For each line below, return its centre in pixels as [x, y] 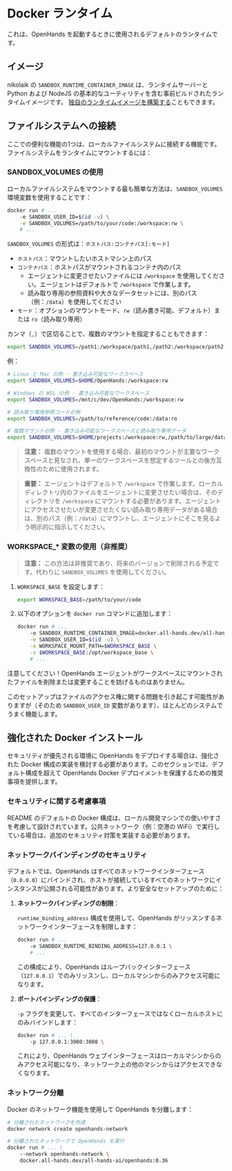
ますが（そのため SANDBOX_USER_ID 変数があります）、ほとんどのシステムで [118, 705]
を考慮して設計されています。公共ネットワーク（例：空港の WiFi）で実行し [114, 826]
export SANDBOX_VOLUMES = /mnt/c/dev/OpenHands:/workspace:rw [96, 399]
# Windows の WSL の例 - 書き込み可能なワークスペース [78, 393]
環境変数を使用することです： [49, 197]
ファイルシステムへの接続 [61, 126]
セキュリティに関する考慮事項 [57, 802]
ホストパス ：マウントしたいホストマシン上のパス [85, 258]
